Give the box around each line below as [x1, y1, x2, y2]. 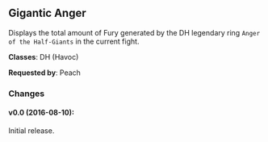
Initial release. [8, 125, 55, 136]
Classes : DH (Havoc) [8, 52, 79, 61]
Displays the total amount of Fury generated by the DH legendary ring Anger [8, 27, 261, 37]
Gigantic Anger [8, 6, 86, 20]
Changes [8, 88, 45, 99]
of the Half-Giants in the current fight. [8, 36, 140, 46]
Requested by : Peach [8, 68, 81, 77]
